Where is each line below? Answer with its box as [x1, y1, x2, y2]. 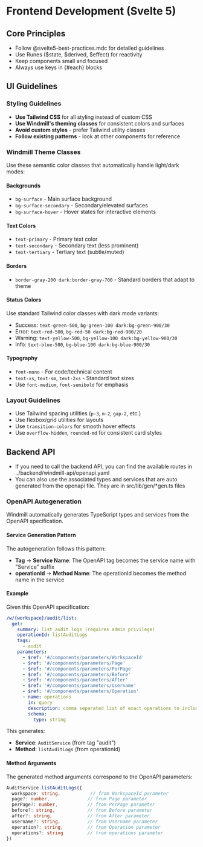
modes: [6, 168, 25, 175]
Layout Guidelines [6, 396, 61, 404]
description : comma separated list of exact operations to [28, 705, 180, 711]
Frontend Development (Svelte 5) [6, 4, 176, 18]
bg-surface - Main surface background [14, 195, 112, 203]
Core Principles [6, 28, 66, 39]
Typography [6, 355, 38, 362]
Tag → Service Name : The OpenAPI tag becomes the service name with [14, 557, 196, 564]
